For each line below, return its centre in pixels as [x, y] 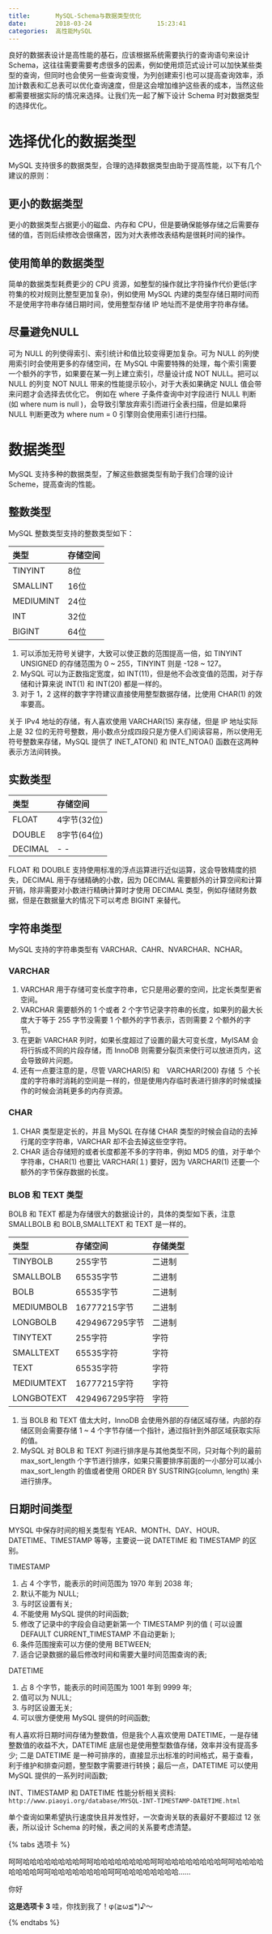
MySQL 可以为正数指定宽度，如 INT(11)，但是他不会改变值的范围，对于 [138, 673]
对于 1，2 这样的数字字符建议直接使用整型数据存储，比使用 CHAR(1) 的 [137, 693]
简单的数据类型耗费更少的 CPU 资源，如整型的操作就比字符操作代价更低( [129, 284]
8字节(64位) [80, 835]
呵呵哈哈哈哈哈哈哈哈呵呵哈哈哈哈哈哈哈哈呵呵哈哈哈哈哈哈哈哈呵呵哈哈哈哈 [136, 1861]
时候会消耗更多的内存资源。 [81, 1091]
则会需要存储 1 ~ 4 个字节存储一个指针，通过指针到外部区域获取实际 [147, 1430]
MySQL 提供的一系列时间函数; [58, 1775]
